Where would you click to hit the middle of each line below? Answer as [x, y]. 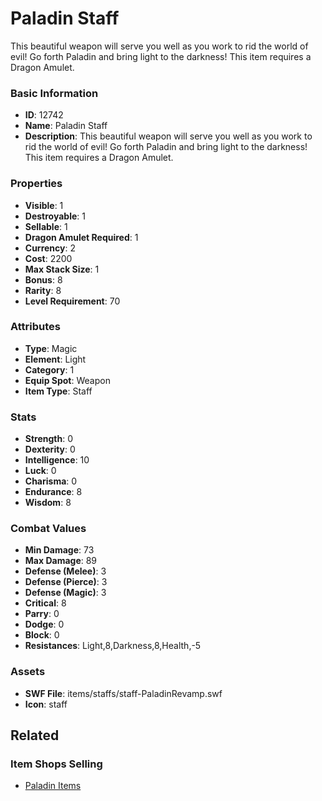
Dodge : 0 [44, 624]
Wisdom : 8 [48, 503]
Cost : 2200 [48, 258]
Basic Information [54, 93]
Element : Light [55, 359]
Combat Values [48, 529]
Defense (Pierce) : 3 [66, 582]
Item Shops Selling [56, 764]
